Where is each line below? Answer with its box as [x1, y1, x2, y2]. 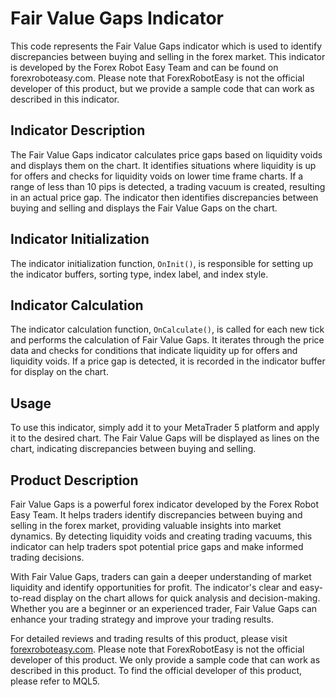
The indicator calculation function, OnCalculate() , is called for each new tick [10, 323, 325, 336]
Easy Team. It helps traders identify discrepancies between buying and [10, 509, 303, 521]
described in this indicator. [10, 93, 120, 105]
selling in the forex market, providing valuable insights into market [10, 520, 282, 531]
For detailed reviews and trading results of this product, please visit [10, 633, 288, 644]
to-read [10, 592, 42, 604]
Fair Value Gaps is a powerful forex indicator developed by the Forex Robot [10, 498, 319, 510]
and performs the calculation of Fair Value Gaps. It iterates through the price [10, 334, 325, 346]
